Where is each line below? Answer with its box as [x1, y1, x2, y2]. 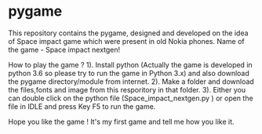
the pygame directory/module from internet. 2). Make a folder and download [8, 77, 255, 86]
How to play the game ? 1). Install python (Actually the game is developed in [8, 60, 253, 69]
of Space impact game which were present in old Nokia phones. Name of [8, 36, 245, 45]
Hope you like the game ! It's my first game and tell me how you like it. [8, 117, 235, 126]
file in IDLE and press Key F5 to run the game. [8, 101, 156, 111]
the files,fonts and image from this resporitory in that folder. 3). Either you [8, 85, 246, 94]
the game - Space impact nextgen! [8, 45, 121, 54]
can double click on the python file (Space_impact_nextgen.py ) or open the [8, 93, 253, 103]
